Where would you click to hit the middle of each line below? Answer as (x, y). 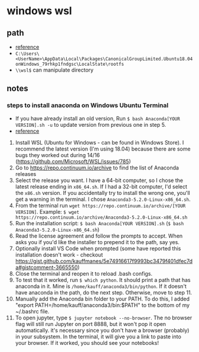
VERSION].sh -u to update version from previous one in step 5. (91, 124)
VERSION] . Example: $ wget (47, 212)
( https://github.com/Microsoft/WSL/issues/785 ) (73, 161)
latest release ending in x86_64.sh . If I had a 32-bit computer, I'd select (101, 186)
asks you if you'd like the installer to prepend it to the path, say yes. (97, 242)
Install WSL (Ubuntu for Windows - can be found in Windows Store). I (99, 142)
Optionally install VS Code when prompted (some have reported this (98, 248)
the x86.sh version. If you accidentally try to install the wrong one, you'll (103, 193)
